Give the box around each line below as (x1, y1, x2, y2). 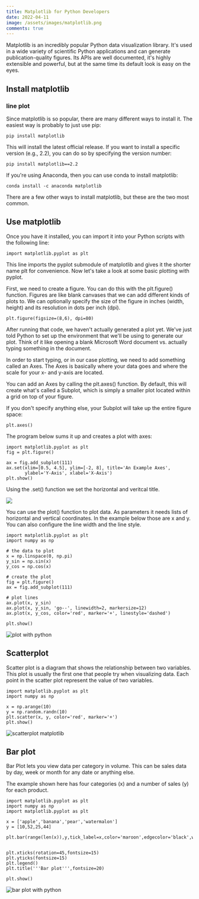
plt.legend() (6, 860, 38, 866)
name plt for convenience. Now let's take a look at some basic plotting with (6, 267, 190, 274)
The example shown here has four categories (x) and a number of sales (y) (6, 780, 189, 787)
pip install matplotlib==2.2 (6, 161, 78, 167)
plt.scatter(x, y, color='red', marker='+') (6, 714, 118, 720)
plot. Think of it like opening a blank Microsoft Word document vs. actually (6, 338, 188, 345)
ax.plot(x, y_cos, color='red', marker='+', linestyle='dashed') (6, 610, 171, 616)
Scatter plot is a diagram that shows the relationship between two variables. (6, 664, 191, 671)
